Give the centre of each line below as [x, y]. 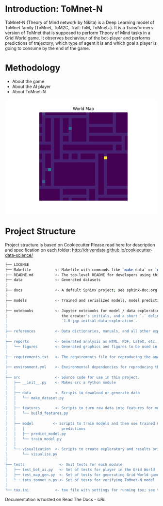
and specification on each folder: [38, 250]
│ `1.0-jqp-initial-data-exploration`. [71, 321]
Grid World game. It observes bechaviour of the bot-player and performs [78, 38]
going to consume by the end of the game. [48, 48]
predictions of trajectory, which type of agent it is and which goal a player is [81, 43]
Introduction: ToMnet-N [54, 9]
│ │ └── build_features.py [37, 413]
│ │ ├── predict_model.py [36, 434]
